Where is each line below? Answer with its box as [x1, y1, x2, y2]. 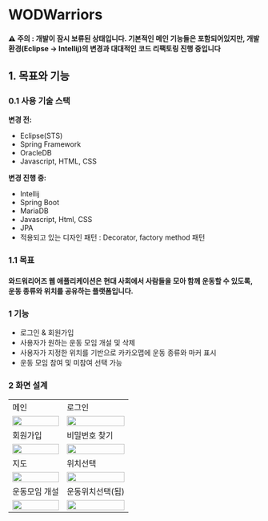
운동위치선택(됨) [66, 486, 126, 497]
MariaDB [19, 206, 50, 216]
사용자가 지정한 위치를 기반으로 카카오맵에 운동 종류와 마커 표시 [19, 348, 217, 357]
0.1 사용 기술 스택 [8, 95, 70, 107]
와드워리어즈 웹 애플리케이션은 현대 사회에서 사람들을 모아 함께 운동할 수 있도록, [8, 276, 254, 285]
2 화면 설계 [8, 380, 48, 391]
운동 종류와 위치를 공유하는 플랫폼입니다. [8, 286, 134, 296]
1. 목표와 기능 [8, 70, 70, 83]
